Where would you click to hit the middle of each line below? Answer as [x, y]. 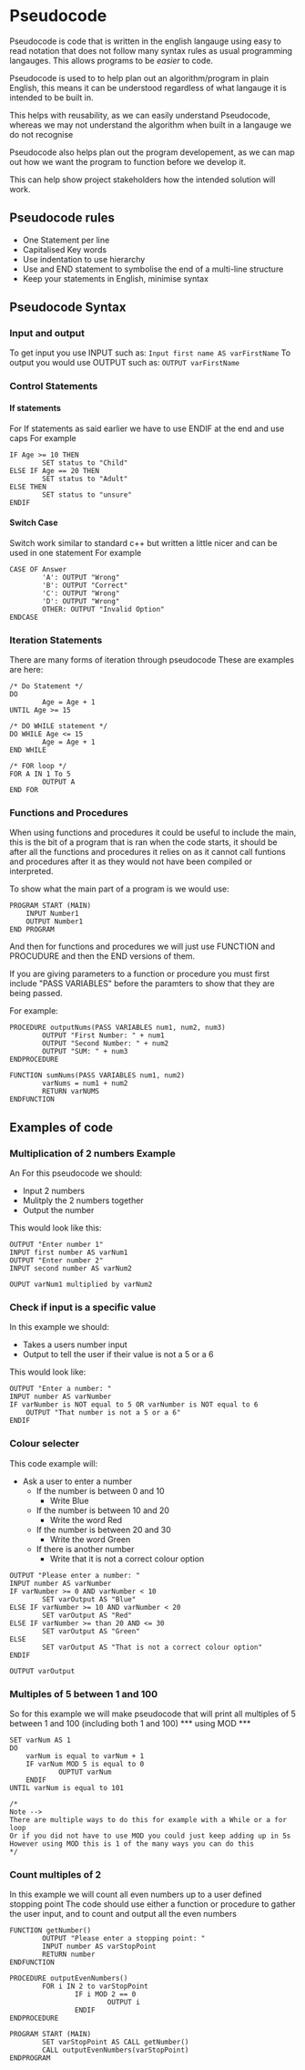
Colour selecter [45, 1444]
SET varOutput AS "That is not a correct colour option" [152, 1647]
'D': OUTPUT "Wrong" [81, 601]
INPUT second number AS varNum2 [71, 1269]
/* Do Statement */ [46, 686]
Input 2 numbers [53, 1191]
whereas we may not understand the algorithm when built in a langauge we [151, 125]
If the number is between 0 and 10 [101, 1490]
